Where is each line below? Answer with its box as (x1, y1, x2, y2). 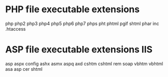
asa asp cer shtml (5, 66, 43, 72)
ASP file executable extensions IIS (5, 44, 153, 56)
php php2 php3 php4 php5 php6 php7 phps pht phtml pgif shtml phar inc (5, 20, 159, 27)
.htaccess (5, 25, 26, 32)
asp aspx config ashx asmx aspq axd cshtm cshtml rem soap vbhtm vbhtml (5, 60, 163, 67)
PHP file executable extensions (5, 4, 140, 15)
